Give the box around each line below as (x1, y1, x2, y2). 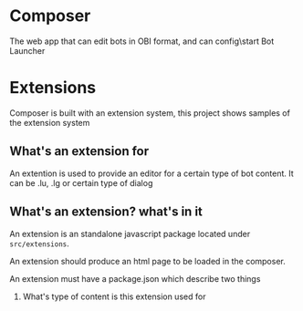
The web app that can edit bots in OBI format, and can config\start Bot (9, 36, 275, 47)
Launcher (9, 45, 46, 56)
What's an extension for (9, 143, 150, 160)
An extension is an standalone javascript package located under (9, 228, 251, 239)
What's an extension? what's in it (9, 204, 204, 220)
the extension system (9, 117, 90, 128)
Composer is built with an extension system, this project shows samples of (9, 107, 290, 119)
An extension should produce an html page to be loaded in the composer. (9, 255, 286, 266)
